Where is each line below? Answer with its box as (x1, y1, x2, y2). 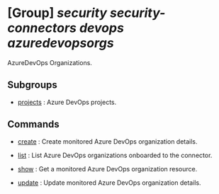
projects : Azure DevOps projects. (17, 98, 117, 106)
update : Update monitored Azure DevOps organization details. (17, 178, 201, 187)
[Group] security (7, 5, 108, 21)
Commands (7, 118, 60, 130)
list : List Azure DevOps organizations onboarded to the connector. (17, 151, 213, 159)
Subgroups (7, 79, 58, 91)
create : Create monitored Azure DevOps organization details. (17, 137, 198, 146)
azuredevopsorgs (7, 35, 115, 51)
